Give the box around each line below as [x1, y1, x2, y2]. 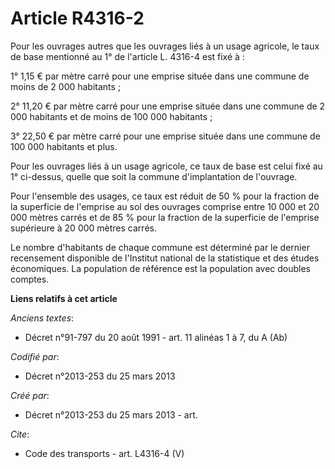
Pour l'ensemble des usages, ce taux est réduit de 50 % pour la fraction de [10, 190, 320, 202]
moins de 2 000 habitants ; [10, 80, 122, 92]
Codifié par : [10, 350, 60, 362]
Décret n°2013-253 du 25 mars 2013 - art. [24, 408, 198, 421]
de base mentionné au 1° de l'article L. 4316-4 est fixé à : [10, 50, 245, 62]
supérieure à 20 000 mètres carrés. [10, 222, 157, 234]
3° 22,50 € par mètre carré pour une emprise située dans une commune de [10, 130, 321, 142]
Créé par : [10, 389, 50, 401]
